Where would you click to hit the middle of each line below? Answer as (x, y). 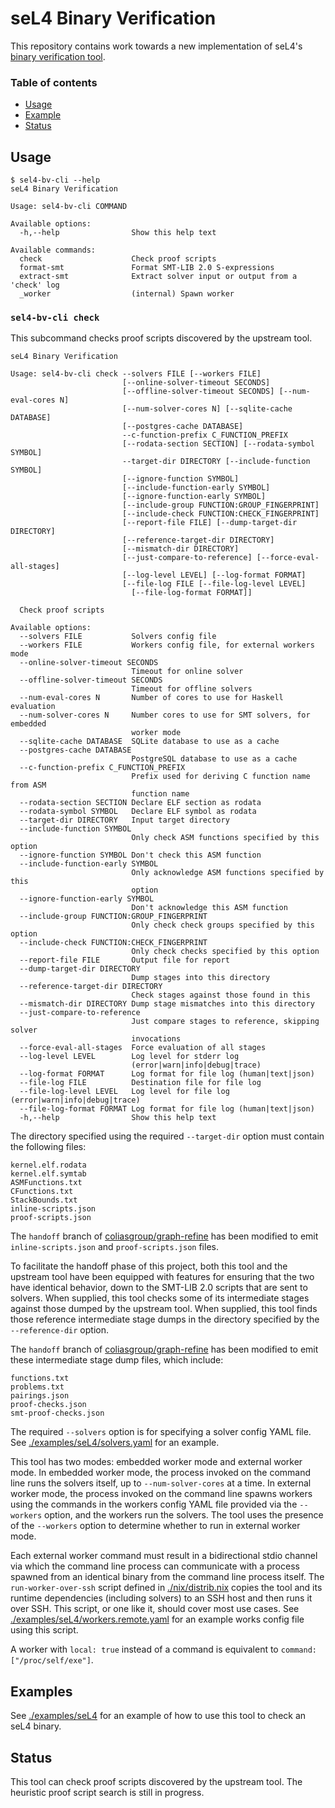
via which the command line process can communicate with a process (155, 1566)
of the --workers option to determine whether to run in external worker (155, 1526)
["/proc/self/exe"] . (52, 1660)
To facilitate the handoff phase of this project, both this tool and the (149, 1266)
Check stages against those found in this (221, 995)
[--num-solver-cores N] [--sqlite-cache (207, 409)
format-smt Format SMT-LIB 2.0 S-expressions (147, 268)
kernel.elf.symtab (48, 1174)
